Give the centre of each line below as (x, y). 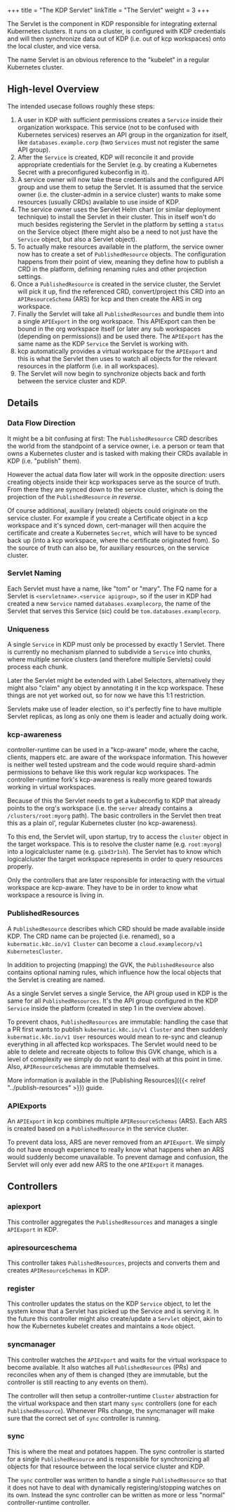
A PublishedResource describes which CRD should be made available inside (116, 928)
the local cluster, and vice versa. (54, 46)
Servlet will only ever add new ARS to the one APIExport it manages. (106, 1164)
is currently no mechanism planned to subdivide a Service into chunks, (110, 652)
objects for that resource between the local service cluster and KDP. (106, 1466)
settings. (30, 276)
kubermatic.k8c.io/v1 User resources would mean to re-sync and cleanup (115, 1037)
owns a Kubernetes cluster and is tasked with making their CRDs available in (117, 453)
